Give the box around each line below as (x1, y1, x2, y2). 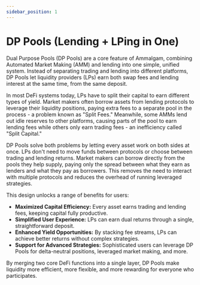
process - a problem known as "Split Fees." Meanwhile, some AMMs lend (6, 110, 187, 118)
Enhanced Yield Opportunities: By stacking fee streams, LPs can (14, 229, 177, 236)
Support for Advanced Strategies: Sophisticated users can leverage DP (14, 241, 193, 248)
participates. (6, 272, 38, 279)
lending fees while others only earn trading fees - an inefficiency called (6, 124, 182, 131)
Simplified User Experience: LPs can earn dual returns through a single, (14, 215, 194, 223)
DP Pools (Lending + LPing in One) (6, 34, 180, 48)
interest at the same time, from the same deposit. (6, 80, 128, 87)
